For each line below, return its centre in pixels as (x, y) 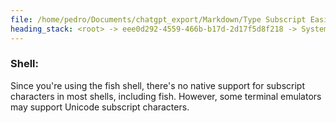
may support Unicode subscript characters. (100, 107)
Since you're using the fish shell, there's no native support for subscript (158, 85)
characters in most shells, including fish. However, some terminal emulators (166, 96)
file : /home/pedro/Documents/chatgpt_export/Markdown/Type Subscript (158, 19)
